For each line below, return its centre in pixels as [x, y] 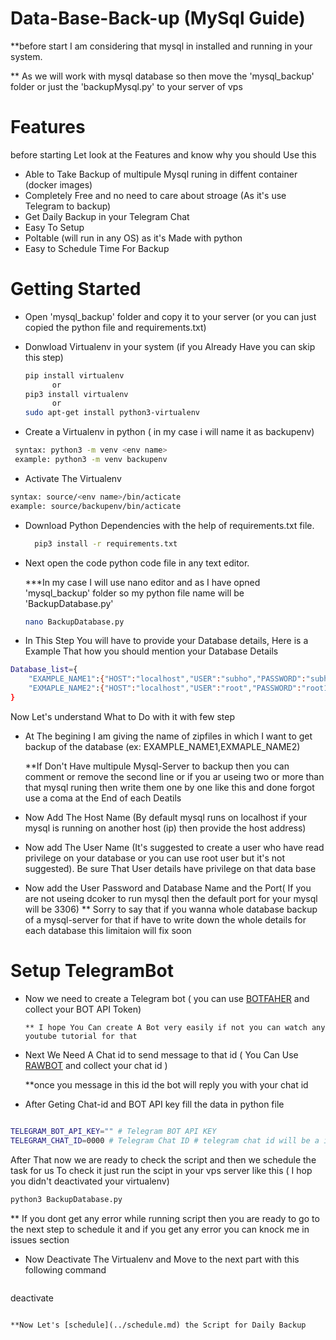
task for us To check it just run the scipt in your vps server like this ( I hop [161, 1170]
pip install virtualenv [74, 375]
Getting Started [76, 289]
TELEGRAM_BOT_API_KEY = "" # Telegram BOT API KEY [113, 1131]
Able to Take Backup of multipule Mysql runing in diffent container [161, 174]
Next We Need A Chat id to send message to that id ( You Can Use [161, 1054]
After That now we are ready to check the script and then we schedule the [163, 1159]
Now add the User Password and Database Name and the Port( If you [168, 888]
